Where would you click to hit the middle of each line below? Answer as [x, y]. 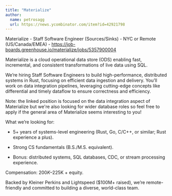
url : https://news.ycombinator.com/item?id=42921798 [68, 24]
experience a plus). [33, 137]
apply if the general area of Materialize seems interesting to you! [74, 112]
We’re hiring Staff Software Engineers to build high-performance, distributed [86, 75]
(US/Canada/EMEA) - [28, 45]
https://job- [63, 45]
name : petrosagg [27, 19]
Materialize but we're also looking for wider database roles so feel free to [83, 107]
